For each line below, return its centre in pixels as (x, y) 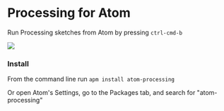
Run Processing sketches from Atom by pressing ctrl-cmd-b (95, 32)
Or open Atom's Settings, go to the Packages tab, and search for (101, 93)
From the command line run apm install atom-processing (91, 79)
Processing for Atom (69, 13)
